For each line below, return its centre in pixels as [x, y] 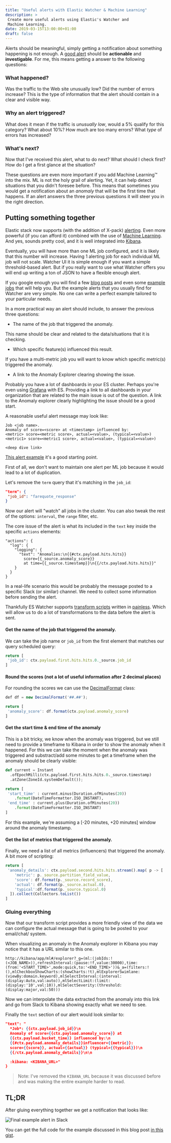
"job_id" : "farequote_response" [42, 496]
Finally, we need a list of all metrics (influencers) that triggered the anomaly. [85, 851]
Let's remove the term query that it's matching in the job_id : [68, 482]
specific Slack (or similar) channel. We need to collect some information [81, 592]
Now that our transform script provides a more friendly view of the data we [84, 923]
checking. [16, 339]
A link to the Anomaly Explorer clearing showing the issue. [74, 374]
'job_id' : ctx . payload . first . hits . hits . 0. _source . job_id [69, 660]
